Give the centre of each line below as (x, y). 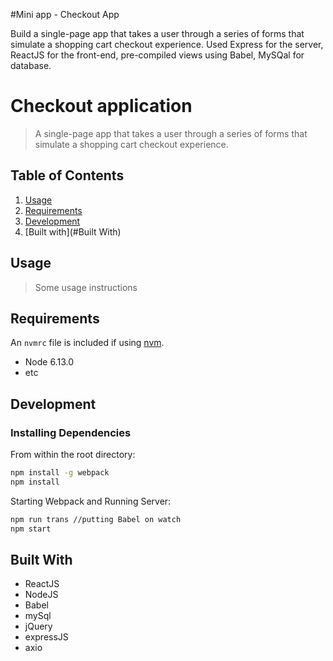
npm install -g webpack (60, 473)
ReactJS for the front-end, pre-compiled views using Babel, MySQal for (157, 55)
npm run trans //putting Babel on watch (96, 519)
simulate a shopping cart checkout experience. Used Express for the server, (167, 44)
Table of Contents (67, 175)
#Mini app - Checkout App (65, 14)
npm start (31, 529)
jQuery (38, 626)
